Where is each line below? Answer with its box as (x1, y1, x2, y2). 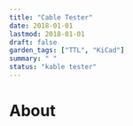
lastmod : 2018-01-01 (9, 29, 86, 38)
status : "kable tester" (9, 63, 98, 72)
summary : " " (9, 54, 58, 63)
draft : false (9, 37, 58, 47)
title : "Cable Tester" (9, 12, 93, 22)
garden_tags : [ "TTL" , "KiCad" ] (9, 46, 125, 55)
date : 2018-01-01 (9, 21, 74, 30)
